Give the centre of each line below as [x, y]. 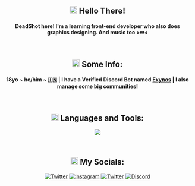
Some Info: [102, 64]
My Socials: [102, 162]
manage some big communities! [97, 86]
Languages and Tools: [102, 118]
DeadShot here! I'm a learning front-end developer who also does [97, 26]
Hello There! [102, 11]
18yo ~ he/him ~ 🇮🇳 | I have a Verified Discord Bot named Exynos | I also [97, 79]
